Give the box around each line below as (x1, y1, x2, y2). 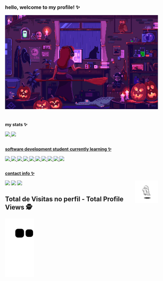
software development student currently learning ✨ (5, 146, 112, 152)
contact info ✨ (5, 170, 35, 176)
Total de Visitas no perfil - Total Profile (5, 195, 124, 203)
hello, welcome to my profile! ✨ (5, 4, 80, 11)
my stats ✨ (5, 122, 28, 128)
